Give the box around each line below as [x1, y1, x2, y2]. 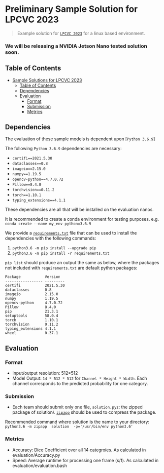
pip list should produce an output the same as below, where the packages [5, 260, 159, 266]
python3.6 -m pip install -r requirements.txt [12, 251, 110, 256]
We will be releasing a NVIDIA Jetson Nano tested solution [5, 42, 148, 49]
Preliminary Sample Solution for [5, 3, 138, 15]
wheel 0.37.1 [5, 331, 58, 336]
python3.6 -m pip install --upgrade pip [12, 246, 97, 251]
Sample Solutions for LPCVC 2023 [12, 77, 82, 83]
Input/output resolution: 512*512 [12, 370, 78, 376]
